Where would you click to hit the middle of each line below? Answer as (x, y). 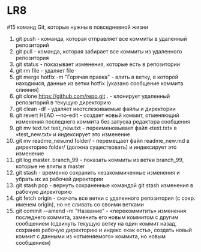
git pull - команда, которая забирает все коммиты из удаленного (99, 51)
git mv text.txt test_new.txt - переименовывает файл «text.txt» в (96, 128)
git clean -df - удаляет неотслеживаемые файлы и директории (95, 109)
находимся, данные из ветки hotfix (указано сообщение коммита (99, 83)
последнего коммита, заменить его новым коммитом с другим (97, 217)
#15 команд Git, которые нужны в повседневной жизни (78, 27)
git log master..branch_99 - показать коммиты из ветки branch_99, (100, 160)
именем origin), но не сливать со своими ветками (80, 204)
